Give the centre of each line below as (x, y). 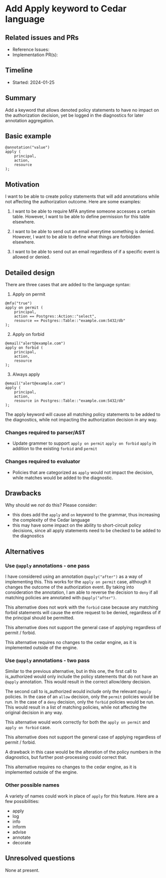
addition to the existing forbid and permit (55, 449)
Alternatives (25, 551)
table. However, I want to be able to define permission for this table (81, 217)
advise (19, 832)
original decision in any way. (34, 713)
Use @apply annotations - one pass (47, 565)
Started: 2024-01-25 (33, 82)
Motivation (22, 184)
